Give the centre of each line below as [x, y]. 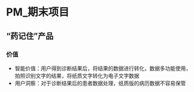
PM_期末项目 [38, 12]
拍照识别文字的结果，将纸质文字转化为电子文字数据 [77, 75]
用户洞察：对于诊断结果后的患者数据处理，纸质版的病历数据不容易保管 [100, 83]
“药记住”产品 [30, 36]
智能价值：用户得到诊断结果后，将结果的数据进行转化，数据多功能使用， [103, 68]
